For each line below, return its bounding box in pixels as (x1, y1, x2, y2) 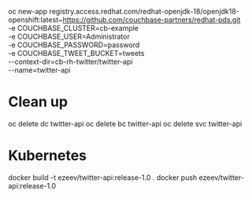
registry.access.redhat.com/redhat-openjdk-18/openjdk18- (49, 7, 240, 16)
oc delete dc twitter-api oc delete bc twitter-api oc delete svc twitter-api (8, 118, 243, 129)
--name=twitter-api (8, 65, 71, 74)
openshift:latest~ (8, 15, 63, 24)
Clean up (8, 93, 69, 111)
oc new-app (8, 7, 48, 16)
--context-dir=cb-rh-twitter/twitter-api (8, 57, 133, 66)
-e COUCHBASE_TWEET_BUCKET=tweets (8, 49, 145, 58)
